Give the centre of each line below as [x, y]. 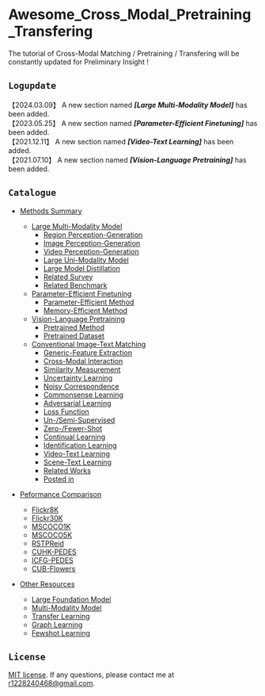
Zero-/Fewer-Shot [73, 428]
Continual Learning [74, 437]
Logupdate [32, 86]
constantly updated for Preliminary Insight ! [78, 62]
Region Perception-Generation [93, 235]
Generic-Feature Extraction [88, 352]
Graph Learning [57, 625]
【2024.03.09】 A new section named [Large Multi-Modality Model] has [128, 105]
